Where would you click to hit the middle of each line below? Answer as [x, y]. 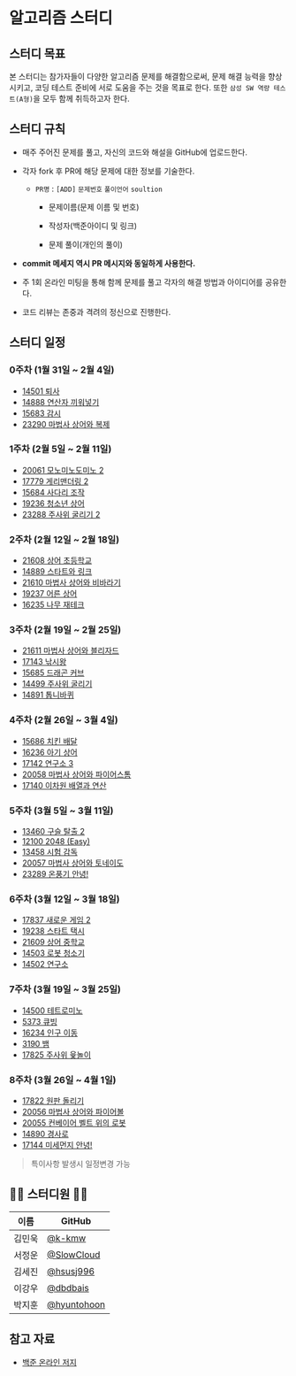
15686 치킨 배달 [49, 741]
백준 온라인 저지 [49, 1362]
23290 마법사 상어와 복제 [66, 424]
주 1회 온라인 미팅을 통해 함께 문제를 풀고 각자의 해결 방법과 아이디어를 [142, 282]
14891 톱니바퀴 [48, 695]
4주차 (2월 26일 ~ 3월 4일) [64, 720]
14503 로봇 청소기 [53, 953]
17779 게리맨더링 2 [55, 481]
